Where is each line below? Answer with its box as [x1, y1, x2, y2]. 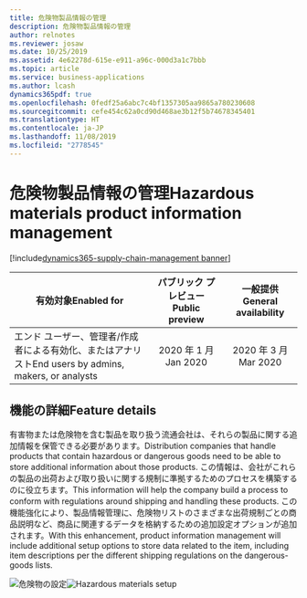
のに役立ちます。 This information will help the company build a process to [9, 484, 289, 495]
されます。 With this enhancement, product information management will [9, 530, 281, 540]
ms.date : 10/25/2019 [9, 47, 89, 57]
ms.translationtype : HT [9, 115, 101, 124]
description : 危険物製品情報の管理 [9, 22, 131, 31]
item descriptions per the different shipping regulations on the [9, 550, 243, 561]
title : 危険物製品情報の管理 [9, 13, 107, 23]
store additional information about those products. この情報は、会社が [9, 461, 272, 472]
